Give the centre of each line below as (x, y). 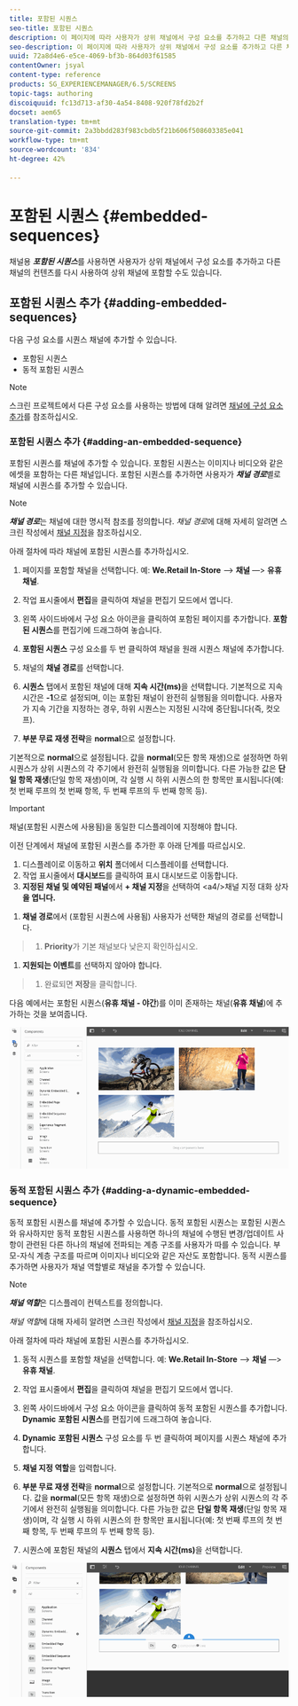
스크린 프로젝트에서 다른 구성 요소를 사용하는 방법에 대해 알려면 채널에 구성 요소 (146, 406)
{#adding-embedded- (165, 303)
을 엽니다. (39, 897)
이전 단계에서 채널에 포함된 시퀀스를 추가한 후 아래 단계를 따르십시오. (127, 845)
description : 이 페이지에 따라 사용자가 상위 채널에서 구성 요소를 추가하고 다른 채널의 (149, 37)
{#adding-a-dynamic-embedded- (176, 1190)
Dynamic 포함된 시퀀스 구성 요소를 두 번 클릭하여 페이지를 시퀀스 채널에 (146, 1437)
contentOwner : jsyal (47, 66)
